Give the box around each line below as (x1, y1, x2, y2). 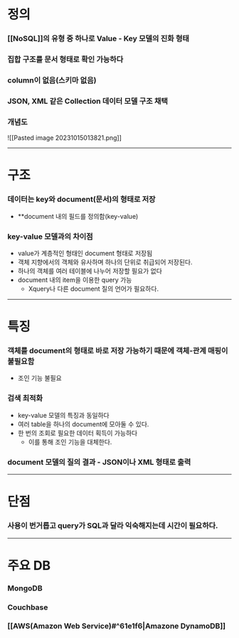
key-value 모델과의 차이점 (7, 232, 94, 242)
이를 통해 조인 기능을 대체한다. (28, 438, 112, 446)
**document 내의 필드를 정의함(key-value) (17, 212, 139, 220)
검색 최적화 (7, 394, 43, 404)
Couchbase (7, 602, 48, 612)
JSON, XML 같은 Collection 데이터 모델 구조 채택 (7, 96, 169, 106)
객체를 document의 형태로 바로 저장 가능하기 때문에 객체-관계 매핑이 (7, 346, 228, 356)
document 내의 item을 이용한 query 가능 (17, 275, 132, 284)
